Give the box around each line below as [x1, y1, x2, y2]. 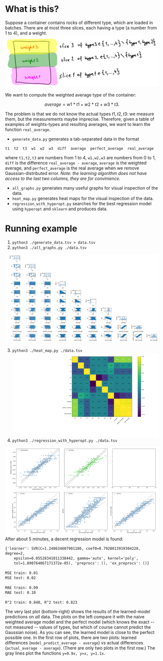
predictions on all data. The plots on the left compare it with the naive [5, 613, 145, 619]
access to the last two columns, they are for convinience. [5, 175, 121, 181]
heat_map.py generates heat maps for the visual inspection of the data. [12, 195, 154, 201]
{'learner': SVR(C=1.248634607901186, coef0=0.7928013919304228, [5, 546, 141, 551]
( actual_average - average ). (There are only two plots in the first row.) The [5, 645, 155, 651]
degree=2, [5, 551, 25, 556]
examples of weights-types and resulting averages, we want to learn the [5, 121, 151, 127]
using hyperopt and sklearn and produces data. [12, 206, 108, 212]
